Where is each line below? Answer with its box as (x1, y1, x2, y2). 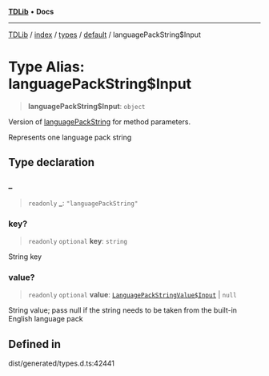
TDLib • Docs (8, 7, 54, 16)
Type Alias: (8, 58, 86, 76)
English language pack (8, 314, 83, 324)
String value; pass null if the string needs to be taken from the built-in (8, 305, 238, 315)
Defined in (8, 337, 62, 351)
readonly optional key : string (27, 236, 128, 245)
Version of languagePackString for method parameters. (8, 116, 191, 127)
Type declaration (8, 156, 94, 169)
